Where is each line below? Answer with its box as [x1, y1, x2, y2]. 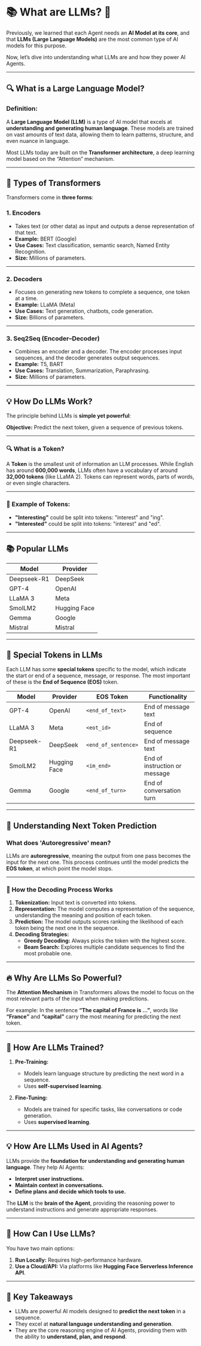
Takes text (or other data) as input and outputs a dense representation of [14, 223, 194, 230]
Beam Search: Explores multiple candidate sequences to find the [23, 943, 185, 951]
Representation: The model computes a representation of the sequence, [14, 905, 195, 913]
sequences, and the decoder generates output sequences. [14, 354, 160, 361]
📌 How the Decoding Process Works [6, 885, 113, 894]
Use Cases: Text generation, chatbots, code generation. [14, 307, 154, 315]
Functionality [148, 693, 187, 701]
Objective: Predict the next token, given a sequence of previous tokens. [6, 424, 184, 431]
